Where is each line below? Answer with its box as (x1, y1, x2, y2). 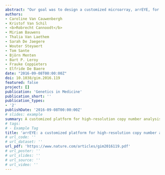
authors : (5, 12, 23, 17)
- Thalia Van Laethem (5, 35, 50, 40)
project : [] (5, 84, 29, 90)
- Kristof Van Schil (5, 21, 48, 26)
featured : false (5, 80, 38, 85)
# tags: (5, 121, 21, 126)
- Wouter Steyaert (5, 44, 43, 49)
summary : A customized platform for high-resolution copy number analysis (5, 116, 162, 122)
